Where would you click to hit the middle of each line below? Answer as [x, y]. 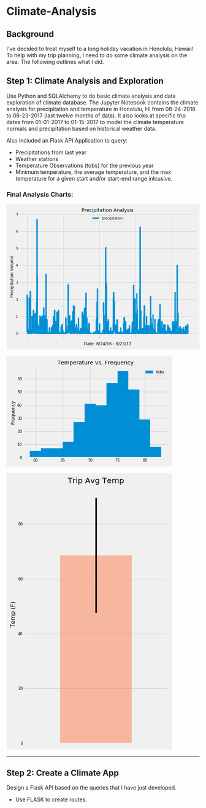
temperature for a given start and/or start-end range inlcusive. [94, 178]
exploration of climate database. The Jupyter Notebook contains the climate [102, 102]
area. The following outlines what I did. [55, 62]
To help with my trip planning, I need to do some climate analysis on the [97, 55]
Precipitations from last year [51, 152]
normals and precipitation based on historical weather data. [82, 128]
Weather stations [37, 159]
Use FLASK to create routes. [51, 799]
